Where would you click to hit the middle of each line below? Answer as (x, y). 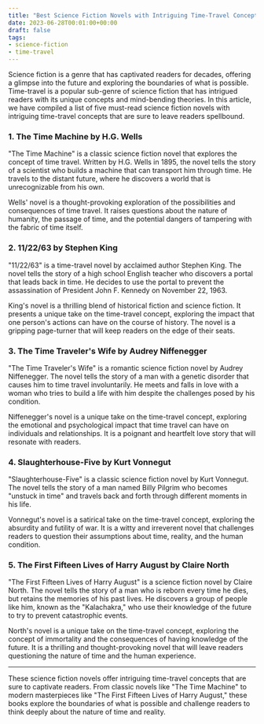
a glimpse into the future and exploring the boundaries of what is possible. (128, 83)
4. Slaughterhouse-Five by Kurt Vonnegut (90, 462)
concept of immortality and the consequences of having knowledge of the (128, 639)
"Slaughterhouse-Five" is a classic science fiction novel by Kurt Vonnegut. (128, 479)
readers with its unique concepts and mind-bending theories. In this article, (130, 100)
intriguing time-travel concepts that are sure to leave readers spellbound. (126, 116)
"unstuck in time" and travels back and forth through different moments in (128, 496)
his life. (20, 504)
